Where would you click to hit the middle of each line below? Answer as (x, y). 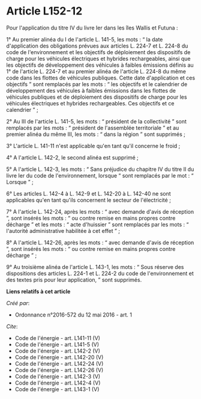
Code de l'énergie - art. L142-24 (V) (59, 363)
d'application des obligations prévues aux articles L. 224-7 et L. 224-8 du (97, 46)
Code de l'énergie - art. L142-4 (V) (58, 383)
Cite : (12, 326)
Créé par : (18, 303)
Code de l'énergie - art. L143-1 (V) (57, 389)
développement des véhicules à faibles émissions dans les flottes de (91, 90)
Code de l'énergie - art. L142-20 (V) (59, 357)
